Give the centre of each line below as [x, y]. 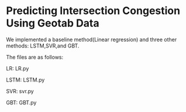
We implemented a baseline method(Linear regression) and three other [92, 39]
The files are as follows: [35, 57]
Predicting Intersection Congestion [93, 11]
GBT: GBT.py [21, 102]
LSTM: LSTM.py [25, 80]
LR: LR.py [18, 68]
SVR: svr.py [20, 91]
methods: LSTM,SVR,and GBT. [43, 46]
